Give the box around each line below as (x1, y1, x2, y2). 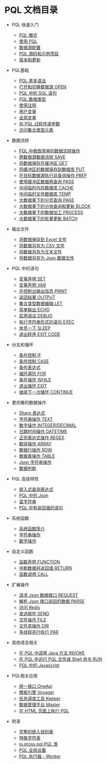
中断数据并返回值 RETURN (19, 565, 72, 571)
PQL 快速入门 (11, 22, 39, 28)
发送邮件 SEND (19, 610, 49, 616)
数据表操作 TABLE (19, 453, 55, 459)
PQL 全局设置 (19, 747, 46, 753)
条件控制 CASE (19, 358, 49, 364)
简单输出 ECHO (19, 306, 50, 313)
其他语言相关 (11, 639, 38, 645)
